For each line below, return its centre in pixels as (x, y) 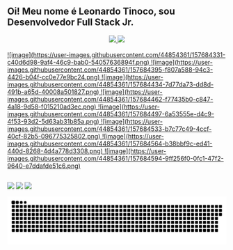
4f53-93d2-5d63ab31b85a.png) (53, 121)
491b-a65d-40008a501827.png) (53, 92)
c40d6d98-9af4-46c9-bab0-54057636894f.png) (78, 62)
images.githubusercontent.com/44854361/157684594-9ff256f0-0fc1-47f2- (115, 158)
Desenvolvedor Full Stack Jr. (71, 23)
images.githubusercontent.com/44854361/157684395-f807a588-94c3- (110, 70)
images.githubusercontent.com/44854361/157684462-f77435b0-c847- (110, 99)
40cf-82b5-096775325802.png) (54, 136)
